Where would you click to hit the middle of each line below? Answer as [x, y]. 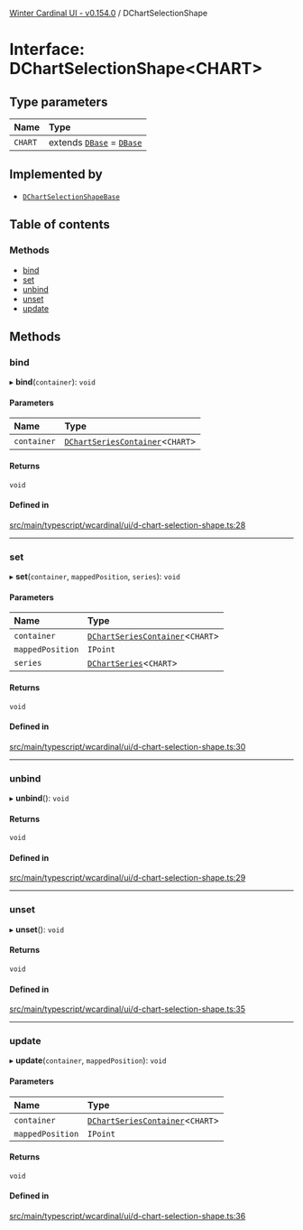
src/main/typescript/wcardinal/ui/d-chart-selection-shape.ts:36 [128, 1216]
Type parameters [59, 102]
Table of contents [60, 225]
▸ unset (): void [37, 929]
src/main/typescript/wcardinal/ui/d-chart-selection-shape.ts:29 [128, 878]
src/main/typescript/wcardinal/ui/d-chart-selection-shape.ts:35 [128, 1009]
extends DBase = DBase [95, 142]
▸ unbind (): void [39, 798]
